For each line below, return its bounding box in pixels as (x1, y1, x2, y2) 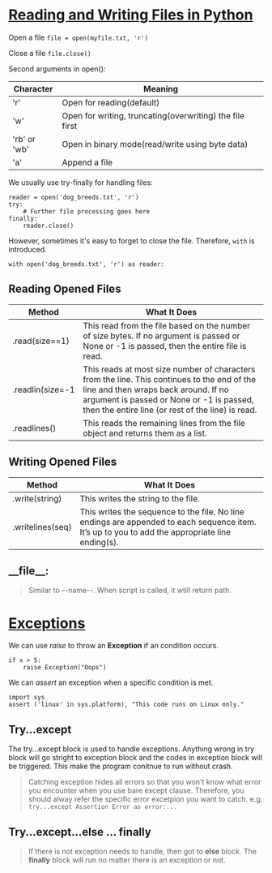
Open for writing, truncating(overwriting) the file (62, 110, 245, 121)
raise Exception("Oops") (23, 664, 107, 672)
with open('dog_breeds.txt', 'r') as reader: (8, 260, 164, 269)
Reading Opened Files (8, 282, 121, 296)
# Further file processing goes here (23, 207, 151, 216)
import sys (8, 694, 45, 702)
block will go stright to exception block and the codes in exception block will (8, 753, 263, 763)
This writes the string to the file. (79, 492, 200, 504)
